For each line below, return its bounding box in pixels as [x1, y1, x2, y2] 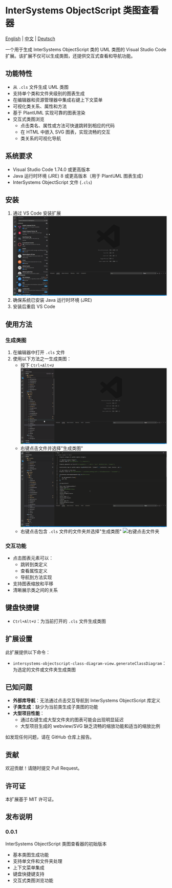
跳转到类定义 [20, 561, 48, 567]
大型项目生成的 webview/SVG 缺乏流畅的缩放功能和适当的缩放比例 [20, 723, 160, 729]
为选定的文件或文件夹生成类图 [12, 666, 76, 672]
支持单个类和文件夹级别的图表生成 [12, 90, 85, 96]
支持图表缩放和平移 [12, 581, 54, 587]
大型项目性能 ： [12, 710, 45, 717]
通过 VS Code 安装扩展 [12, 210, 61, 216]
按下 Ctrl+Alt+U [20, 362, 54, 369]
